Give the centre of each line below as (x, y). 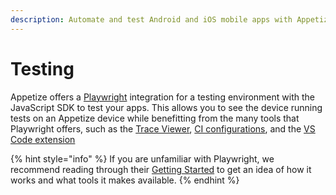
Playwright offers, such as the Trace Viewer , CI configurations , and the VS (163, 128)
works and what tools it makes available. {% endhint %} (125, 180)
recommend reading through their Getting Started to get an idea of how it (161, 169)
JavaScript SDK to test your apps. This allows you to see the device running (166, 107)
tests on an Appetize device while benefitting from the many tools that (155, 118)
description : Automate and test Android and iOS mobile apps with (151, 19)
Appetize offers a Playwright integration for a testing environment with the (162, 97)
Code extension (43, 139)
